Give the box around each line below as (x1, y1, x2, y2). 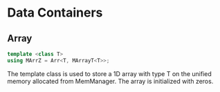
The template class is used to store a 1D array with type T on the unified (7, 69, 212, 77)
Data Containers (7, 5, 103, 21)
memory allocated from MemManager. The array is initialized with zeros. (7, 77, 214, 85)
